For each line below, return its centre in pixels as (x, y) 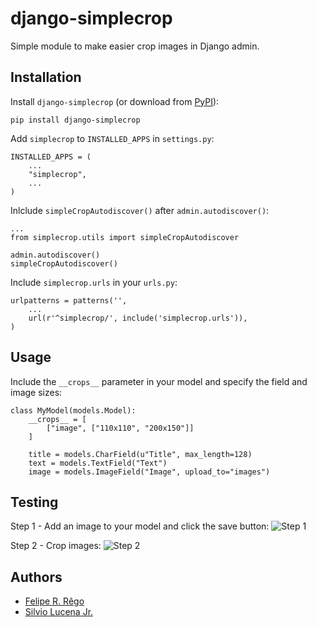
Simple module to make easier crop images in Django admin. (135, 46)
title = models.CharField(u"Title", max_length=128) (140, 454)
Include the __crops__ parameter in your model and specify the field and (159, 381)
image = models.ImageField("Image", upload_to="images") (149, 472)
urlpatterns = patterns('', (69, 300)
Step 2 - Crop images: (56, 546)
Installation (46, 77)
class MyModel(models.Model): (73, 410)
